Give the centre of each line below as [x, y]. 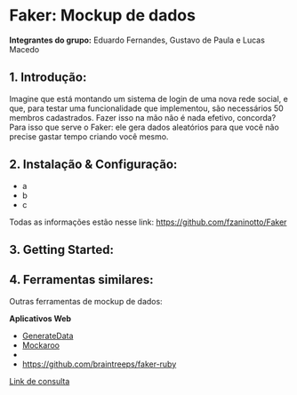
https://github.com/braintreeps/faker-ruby [99, 364]
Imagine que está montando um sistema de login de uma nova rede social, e [149, 99]
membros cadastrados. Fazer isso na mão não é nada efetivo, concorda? [143, 117]
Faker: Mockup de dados [102, 16]
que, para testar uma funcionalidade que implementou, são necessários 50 [147, 108]
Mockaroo [41, 345]
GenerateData [48, 336]
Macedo [24, 49]
